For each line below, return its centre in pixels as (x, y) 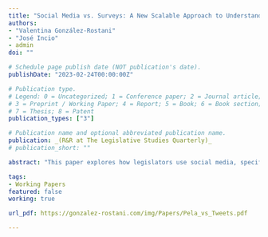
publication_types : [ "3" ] (51, 119)
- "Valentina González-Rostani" (62, 30)
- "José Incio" (33, 38)
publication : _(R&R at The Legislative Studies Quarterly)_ (110, 140)
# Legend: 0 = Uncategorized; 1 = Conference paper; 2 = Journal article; (135, 97)
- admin (21, 45)
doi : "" (21, 53)
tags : (17, 176)
